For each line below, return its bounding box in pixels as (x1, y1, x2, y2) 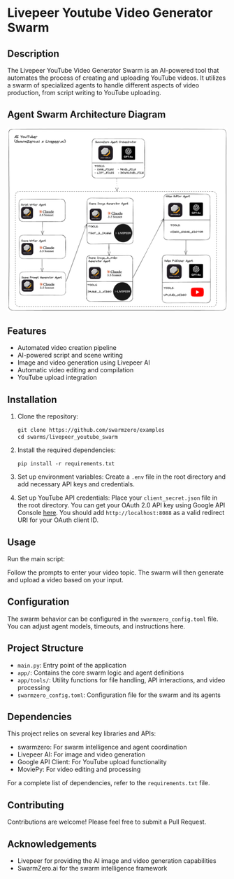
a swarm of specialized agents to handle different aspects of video (7, 81, 200, 89)
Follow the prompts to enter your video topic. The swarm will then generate (7, 568, 224, 577)
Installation (7, 393, 57, 405)
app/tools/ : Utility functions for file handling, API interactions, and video (17, 675, 226, 684)
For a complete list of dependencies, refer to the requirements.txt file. (7, 779, 211, 787)
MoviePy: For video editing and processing (17, 765, 141, 774)
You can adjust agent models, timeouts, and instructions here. (7, 621, 186, 631)
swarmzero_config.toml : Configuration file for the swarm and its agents (17, 691, 221, 699)
